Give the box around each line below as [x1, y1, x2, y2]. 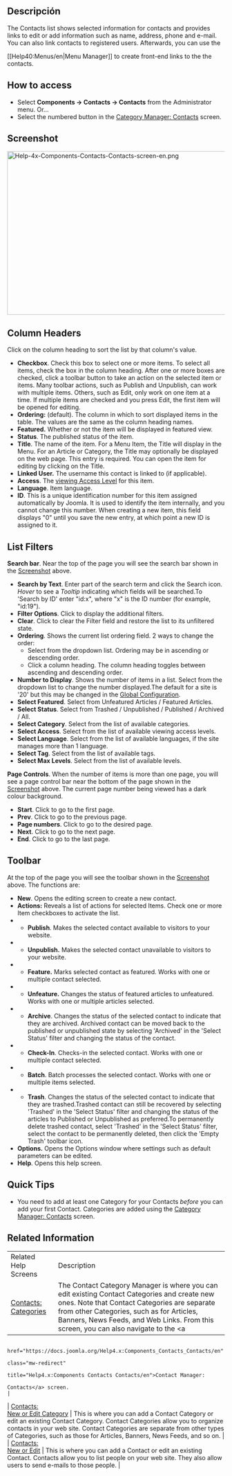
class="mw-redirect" [7, 1360, 67, 1367]
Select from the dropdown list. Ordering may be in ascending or [27, 647, 209, 655]
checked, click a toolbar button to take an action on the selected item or [17, 374, 222, 382]
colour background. [7, 792, 64, 800]
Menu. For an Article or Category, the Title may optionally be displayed [17, 447, 219, 456]
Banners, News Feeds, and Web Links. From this [57, 1315, 214, 1324]
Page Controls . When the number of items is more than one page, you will [7, 770, 219, 778]
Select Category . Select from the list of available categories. [17, 720, 190, 728]
